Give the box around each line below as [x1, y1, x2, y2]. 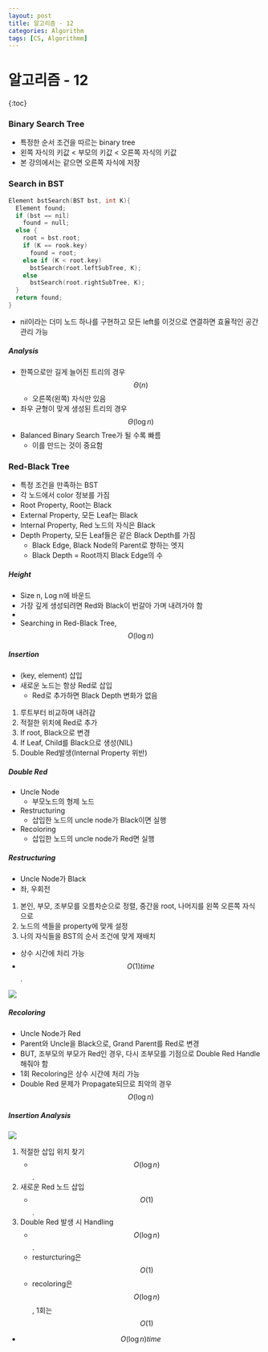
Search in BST [8, 178, 64, 190]
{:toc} [8, 98, 27, 109]
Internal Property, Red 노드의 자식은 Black [19, 520, 156, 531]
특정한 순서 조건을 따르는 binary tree [19, 137, 136, 147]
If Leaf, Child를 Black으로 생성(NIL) [19, 738, 133, 748]
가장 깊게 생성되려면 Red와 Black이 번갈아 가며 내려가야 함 [19, 600, 203, 611]
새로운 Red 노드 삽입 [19, 1182, 85, 1191]
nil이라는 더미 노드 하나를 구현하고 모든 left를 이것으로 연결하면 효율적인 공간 [19, 317, 259, 326]
